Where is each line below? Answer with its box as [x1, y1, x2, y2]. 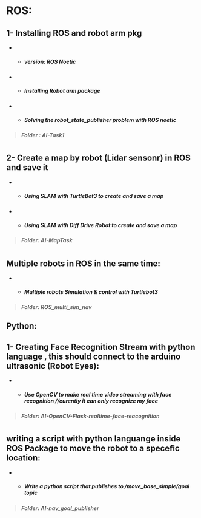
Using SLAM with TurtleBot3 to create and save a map [24, 193, 164, 200]
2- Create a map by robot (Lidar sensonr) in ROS [6, 153, 191, 163]
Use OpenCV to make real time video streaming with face [24, 390, 172, 398]
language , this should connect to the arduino [6, 351, 181, 361]
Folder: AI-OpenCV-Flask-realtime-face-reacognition [21, 412, 160, 420]
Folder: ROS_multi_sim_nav [21, 304, 92, 311]
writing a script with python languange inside [6, 434, 181, 444]
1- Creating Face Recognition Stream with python [6, 341, 196, 352]
